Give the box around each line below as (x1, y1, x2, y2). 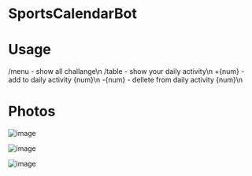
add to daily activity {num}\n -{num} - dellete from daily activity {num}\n (8, 75, 243, 85)
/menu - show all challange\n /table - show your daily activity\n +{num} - (8, 67, 245, 76)
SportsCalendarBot (8, 5, 138, 23)
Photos (8, 103, 56, 120)
